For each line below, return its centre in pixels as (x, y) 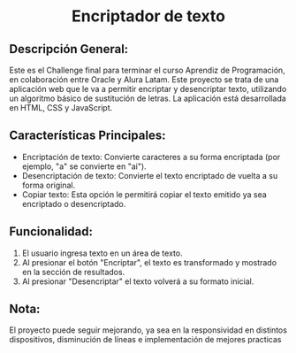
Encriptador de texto (148, 16)
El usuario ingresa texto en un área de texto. (102, 253)
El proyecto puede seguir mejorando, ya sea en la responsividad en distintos (148, 330)
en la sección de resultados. (73, 272)
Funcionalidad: (51, 232)
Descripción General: (69, 49)
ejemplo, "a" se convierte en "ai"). (84, 166)
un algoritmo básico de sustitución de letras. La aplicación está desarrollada (148, 98)
